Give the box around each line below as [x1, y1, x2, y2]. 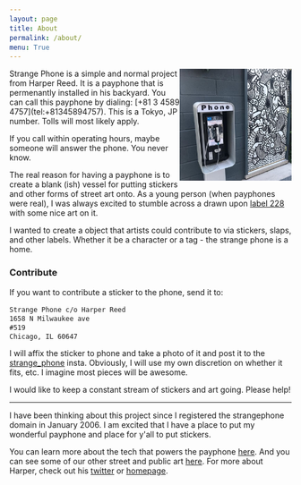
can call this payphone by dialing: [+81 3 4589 [9, 97, 180, 107]
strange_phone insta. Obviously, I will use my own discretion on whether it [9, 357, 283, 368]
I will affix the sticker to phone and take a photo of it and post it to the [9, 347, 266, 358]
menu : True [9, 43, 50, 52]
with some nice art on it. [9, 208, 99, 218]
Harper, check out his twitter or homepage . [9, 465, 168, 476]
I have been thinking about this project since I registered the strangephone [9, 410, 285, 421]
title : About [9, 23, 58, 33]
